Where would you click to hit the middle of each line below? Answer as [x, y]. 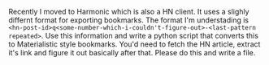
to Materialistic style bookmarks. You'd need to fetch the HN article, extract [134, 44]
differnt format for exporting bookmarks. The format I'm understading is [129, 20]
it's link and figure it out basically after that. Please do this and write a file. [132, 53]
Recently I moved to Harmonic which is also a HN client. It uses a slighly [129, 12]
